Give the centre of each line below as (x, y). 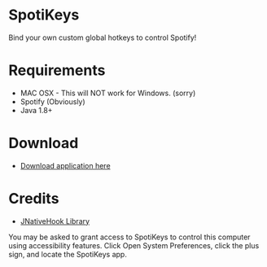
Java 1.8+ (36, 110)
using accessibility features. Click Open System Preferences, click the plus (134, 245)
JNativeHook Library (55, 221)
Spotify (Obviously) (53, 101)
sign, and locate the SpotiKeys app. (68, 254)
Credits (34, 199)
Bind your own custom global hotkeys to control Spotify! (103, 37)
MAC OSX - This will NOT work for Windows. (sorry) (108, 93)
